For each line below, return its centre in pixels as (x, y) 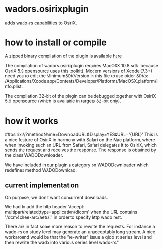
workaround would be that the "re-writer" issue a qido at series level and (79, 237)
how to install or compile (56, 42)
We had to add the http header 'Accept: (45, 206)
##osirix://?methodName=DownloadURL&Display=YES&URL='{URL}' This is (81, 134)
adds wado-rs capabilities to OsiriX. (41, 23)
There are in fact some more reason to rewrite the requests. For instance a (80, 226)
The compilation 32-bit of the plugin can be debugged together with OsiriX (81, 96)
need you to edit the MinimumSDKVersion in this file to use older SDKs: (77, 76)
